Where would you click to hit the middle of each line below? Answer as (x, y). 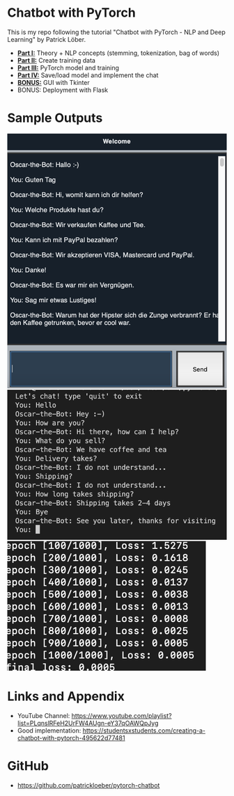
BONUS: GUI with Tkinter (54, 82)
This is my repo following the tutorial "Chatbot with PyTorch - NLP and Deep (116, 32)
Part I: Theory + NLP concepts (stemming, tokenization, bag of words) (118, 53)
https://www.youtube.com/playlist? (122, 716)
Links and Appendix (66, 696)
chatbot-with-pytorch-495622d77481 (71, 738)
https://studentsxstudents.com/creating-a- (144, 731)
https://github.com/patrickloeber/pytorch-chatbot (88, 786)
